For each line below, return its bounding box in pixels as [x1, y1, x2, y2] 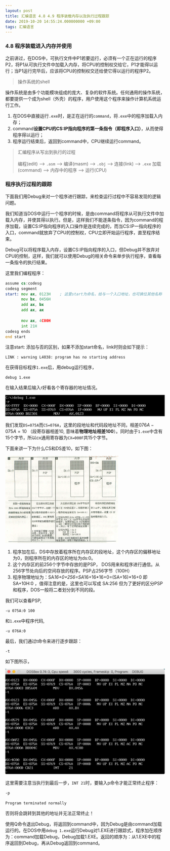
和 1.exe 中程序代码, [5, 618, 45, 624]
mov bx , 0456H [21, 297, 51, 302]
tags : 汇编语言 [5, 24, 34, 29]
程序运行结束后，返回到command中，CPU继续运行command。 [12, 138, 144, 144]
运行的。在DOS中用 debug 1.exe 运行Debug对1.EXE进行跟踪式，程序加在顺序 [5, 827, 163, 834]
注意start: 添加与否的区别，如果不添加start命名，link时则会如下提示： [5, 344, 149, 350]
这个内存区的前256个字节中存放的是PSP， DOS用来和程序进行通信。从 [12, 561, 160, 568]
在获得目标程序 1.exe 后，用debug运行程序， [5, 364, 97, 370]
